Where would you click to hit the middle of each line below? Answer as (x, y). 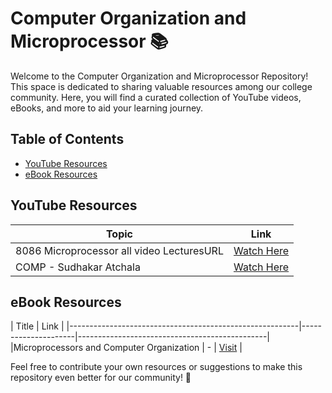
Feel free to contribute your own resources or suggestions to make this (156, 367)
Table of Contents (67, 139)
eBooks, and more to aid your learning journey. (107, 108)
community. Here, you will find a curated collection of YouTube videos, (156, 97)
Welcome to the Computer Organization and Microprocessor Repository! (159, 76)
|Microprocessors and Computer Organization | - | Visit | (126, 348)
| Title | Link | (37, 326)
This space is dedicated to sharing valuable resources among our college (161, 86)
